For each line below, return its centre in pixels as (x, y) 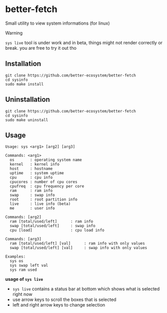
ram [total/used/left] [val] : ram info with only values (77, 244)
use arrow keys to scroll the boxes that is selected (64, 299)
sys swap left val (29, 266)
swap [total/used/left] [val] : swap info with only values (78, 248)
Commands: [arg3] (23, 239)
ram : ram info (31, 191)
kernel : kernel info (34, 164)
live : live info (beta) (40, 204)
